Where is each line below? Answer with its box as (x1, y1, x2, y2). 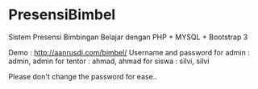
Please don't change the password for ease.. (8, 71, 157, 81)
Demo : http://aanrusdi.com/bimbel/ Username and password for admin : (8, 47, 250, 57)
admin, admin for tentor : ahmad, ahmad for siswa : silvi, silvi (8, 56, 210, 66)
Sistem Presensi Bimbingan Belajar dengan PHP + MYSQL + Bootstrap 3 (8, 32, 248, 42)
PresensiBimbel (8, 6, 116, 24)
